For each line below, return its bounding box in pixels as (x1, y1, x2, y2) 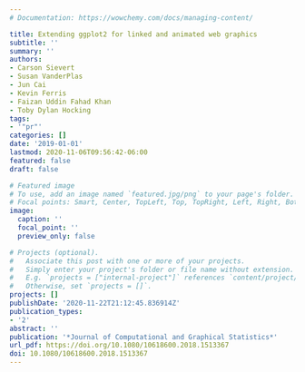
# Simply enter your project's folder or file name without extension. (9, 265, 295, 274)
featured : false (9, 156, 71, 165)
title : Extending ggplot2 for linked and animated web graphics (9, 29, 258, 39)
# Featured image (9, 181, 75, 191)
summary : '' (9, 46, 54, 55)
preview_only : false (17, 231, 95, 240)
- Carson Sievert (9, 64, 75, 73)
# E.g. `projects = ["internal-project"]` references (9, 273, 225, 282)
